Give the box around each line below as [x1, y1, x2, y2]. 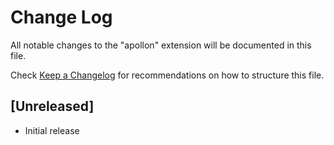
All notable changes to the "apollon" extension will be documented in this [10, 39, 312, 51]
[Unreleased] [10, 98, 95, 115]
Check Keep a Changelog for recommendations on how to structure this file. [10, 69, 325, 81]
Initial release [24, 124, 80, 136]
